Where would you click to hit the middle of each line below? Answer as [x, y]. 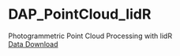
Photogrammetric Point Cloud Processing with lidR [90, 36]
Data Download [33, 44]
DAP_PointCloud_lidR [80, 14]
